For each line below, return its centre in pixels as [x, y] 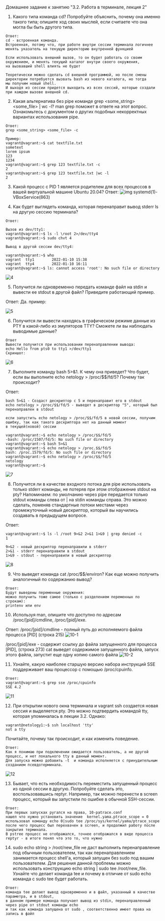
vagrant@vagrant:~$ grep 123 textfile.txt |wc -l [57, 173]
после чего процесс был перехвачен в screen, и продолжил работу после [80, 826]
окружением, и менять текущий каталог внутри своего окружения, [73, 62]
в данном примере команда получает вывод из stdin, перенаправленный [78, 901]
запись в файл [20, 914]
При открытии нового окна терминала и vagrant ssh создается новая [85, 706]
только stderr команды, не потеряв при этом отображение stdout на [84, 489]
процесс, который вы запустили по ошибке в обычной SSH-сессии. [84, 799]
